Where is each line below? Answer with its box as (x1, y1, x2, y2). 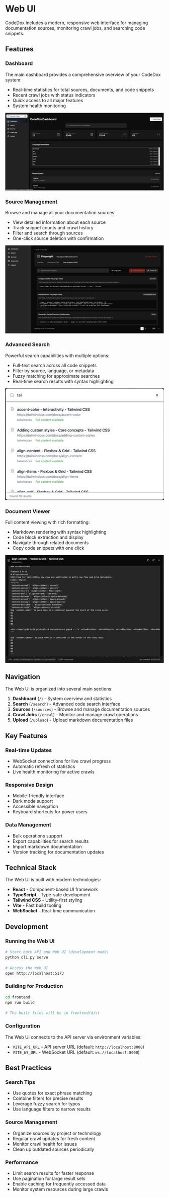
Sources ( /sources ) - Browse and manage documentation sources (12, 706, 150, 712)
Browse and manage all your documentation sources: (5, 210, 116, 215)
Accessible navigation (12, 803, 59, 810)
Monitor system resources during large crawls (12, 1186, 108, 1192)
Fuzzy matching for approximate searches (12, 373, 100, 379)
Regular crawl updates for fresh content (12, 1135, 96, 1142)
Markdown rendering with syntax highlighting (12, 529, 107, 535)
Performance (5, 1159, 39, 1166)
